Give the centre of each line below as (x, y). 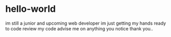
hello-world (31, 9)
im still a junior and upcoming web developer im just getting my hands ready (86, 23)
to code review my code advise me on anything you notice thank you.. (79, 28)
